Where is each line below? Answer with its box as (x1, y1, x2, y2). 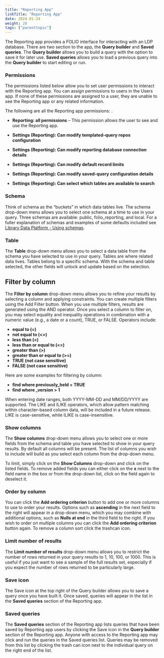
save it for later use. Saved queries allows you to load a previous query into (5, 54, 158, 60)
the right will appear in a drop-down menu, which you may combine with (5, 510, 151, 516)
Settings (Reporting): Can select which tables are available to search (12, 181, 155, 187)
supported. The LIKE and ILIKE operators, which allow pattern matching (5, 401, 149, 407)
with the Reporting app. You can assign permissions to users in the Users (5, 88, 153, 94)
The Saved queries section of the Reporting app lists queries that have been (5, 621, 160, 627)
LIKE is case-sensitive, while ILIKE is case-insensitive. (5, 412, 114, 418)
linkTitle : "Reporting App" (5, 12, 63, 17)
